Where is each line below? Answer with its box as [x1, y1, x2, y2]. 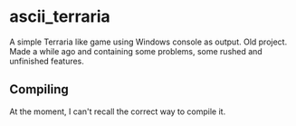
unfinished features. [9, 55, 84, 66]
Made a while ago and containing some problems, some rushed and [9, 45, 263, 56]
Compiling [9, 82, 70, 97]
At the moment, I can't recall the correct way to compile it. [9, 106, 226, 117]
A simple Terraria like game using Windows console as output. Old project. [9, 36, 288, 47]
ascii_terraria [9, 6, 110, 27]
